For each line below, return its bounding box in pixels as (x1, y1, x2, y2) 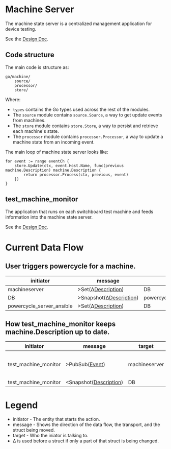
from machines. (12, 117, 46, 123)
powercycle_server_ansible (8, 302, 73, 310)
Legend (5, 399, 38, 411)
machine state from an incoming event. (12, 139, 95, 145)
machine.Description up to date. (5, 327, 110, 336)
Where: (5, 96, 21, 103)
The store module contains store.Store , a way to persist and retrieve (12, 123, 158, 129)
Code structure (5, 51, 54, 59)
